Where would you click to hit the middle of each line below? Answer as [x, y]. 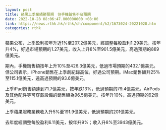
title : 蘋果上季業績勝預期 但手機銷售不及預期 [48, 14]
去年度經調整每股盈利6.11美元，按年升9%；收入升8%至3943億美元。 [75, 123]
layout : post [19, 10]
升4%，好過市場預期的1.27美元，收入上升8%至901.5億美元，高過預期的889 [82, 49]
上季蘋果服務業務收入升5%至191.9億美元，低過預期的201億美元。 [71, 112]
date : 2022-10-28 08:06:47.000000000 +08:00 [52, 19]
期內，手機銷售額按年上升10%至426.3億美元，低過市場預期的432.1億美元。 [82, 66]
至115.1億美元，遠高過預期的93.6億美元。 [47, 78]
